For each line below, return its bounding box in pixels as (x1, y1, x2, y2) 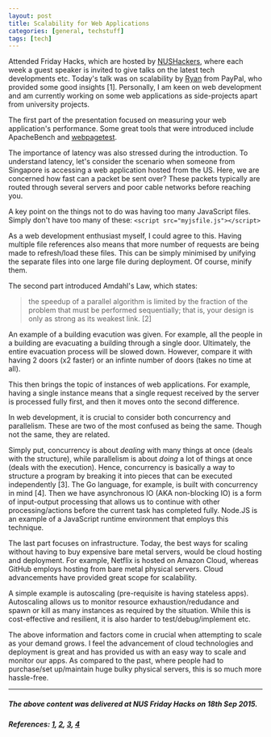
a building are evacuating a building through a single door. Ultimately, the (8, 338, 252, 348)
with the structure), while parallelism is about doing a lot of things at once (8, 454, 252, 464)
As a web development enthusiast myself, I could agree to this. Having (8, 231, 242, 241)
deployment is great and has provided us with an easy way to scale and (8, 647, 247, 657)
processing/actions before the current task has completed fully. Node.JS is (8, 506, 258, 515)
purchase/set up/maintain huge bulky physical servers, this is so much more (8, 664, 262, 674)
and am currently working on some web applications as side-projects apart (8, 91, 258, 101)
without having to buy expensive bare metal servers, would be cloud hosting (8, 547, 262, 557)
